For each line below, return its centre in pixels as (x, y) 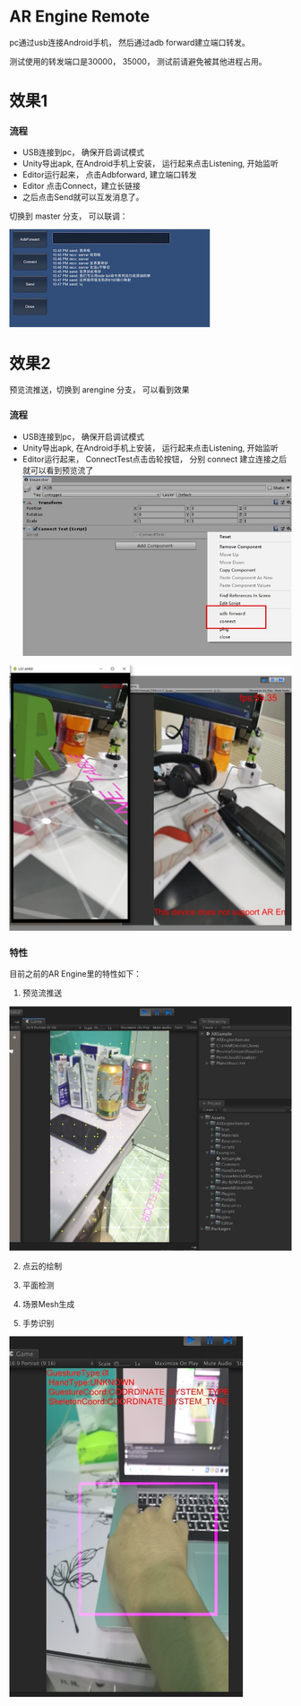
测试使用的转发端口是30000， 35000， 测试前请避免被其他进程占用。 (138, 61)
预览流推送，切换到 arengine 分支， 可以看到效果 (99, 390)
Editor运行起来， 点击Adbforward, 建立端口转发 (109, 175)
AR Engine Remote (80, 17)
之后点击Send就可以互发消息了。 (83, 197)
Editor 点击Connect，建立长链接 (82, 186)
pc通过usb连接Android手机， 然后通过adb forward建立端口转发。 (130, 42)
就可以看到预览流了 (58, 470)
